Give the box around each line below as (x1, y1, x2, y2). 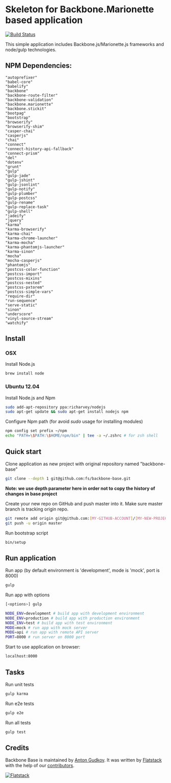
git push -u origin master (5, 520, 63, 526)
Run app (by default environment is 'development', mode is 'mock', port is (5, 567, 160, 573)
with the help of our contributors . (5, 763, 75, 769)
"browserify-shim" (5, 124, 44, 129)
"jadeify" (5, 213, 26, 218)
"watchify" (5, 320, 28, 325)
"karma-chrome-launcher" (5, 236, 58, 241)
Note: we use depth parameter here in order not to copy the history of (5, 485, 155, 491)
